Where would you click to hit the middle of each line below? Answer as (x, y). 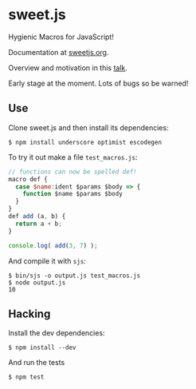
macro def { (28, 179)
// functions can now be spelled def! (73, 172)
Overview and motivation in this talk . (68, 67)
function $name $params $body (73, 194)
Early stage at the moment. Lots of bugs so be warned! (98, 83)
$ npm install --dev (43, 348)
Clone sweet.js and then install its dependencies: (88, 127)
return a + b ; (39, 224)
